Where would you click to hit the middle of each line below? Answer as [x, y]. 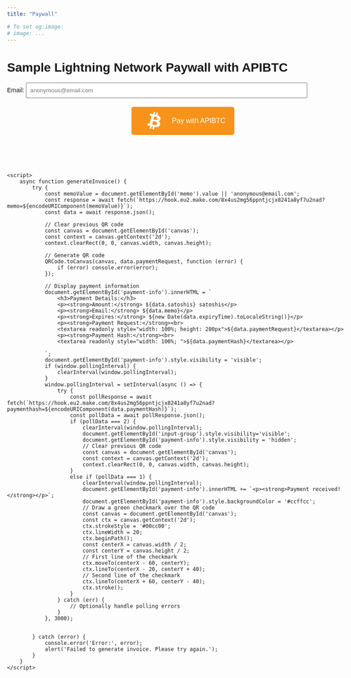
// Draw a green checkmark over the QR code [148, 508]
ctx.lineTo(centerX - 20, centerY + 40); [144, 570]
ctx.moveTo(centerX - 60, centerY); [136, 563]
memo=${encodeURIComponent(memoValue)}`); [70, 206]
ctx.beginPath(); [108, 539]
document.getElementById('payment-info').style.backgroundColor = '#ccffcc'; [199, 502]
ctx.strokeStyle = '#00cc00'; [127, 526]
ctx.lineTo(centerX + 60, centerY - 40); [144, 582]
